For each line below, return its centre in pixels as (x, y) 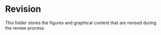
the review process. (25, 28)
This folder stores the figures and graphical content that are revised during (81, 23)
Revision (23, 9)
